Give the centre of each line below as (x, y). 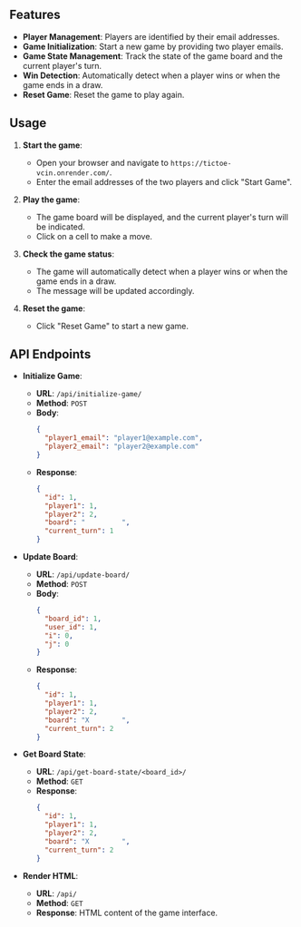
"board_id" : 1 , (73, 619)
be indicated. (61, 227)
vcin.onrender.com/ (73, 173)
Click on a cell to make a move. (94, 236)
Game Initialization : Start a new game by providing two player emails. (153, 46)
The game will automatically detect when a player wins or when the (162, 271)
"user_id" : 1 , (71, 627)
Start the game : (53, 145)
